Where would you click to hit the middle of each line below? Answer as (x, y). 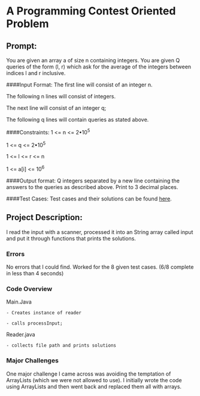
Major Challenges (32, 361)
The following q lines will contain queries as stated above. (78, 119)
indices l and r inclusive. (36, 73)
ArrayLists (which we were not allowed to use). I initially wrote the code (94, 380)
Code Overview (29, 289)
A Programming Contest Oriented (91, 11)
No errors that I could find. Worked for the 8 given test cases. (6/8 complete (100, 267)
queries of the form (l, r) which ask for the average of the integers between (99, 67)
